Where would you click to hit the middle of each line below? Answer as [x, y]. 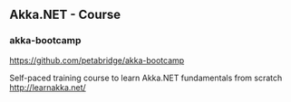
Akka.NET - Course [65, 15]
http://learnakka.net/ [48, 87]
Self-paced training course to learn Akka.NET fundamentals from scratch [146, 78]
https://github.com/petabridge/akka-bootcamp [97, 60]
